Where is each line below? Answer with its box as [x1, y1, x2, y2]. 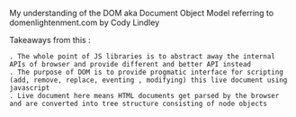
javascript [9, 84, 50, 93]
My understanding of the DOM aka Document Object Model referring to [9, 8, 274, 18]
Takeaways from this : [9, 35, 92, 45]
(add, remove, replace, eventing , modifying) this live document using [9, 76, 288, 85]
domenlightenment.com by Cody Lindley [9, 17, 160, 28]
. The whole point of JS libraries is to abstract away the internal [9, 52, 276, 61]
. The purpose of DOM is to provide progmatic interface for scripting [9, 67, 283, 76]
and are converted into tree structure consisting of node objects [9, 99, 268, 108]
